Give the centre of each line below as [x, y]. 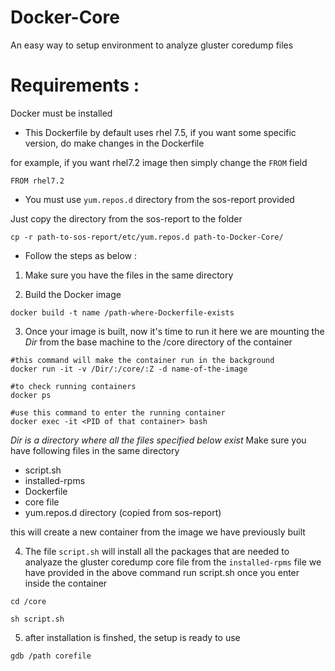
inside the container [66, 583]
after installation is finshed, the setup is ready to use [132, 637]
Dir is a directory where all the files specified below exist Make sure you [158, 440]
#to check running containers [73, 386]
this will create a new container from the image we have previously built [158, 532]
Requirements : [75, 85]
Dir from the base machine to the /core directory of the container [158, 342]
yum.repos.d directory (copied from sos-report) [123, 512]
